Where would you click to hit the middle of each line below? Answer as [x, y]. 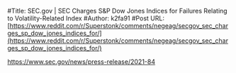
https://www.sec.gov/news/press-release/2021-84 [82, 62]
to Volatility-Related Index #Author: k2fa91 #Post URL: [86, 18]
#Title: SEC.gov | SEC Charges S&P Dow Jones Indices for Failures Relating [118, 11]
